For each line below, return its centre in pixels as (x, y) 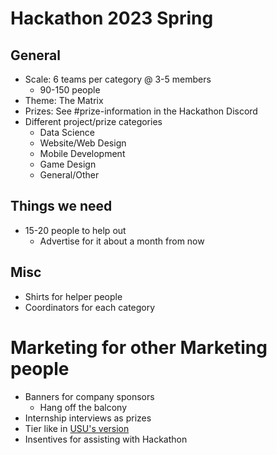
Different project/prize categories (93, 121)
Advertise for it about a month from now (122, 241)
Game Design (68, 164)
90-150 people (70, 90)
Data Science (67, 132)
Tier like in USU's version (77, 428)
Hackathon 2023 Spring (112, 18)
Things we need (61, 206)
